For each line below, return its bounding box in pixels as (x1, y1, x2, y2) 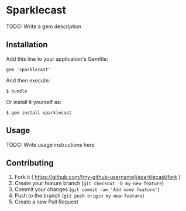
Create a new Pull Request (14, 198, 79, 205)
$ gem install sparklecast (6, 109, 72, 116)
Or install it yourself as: (6, 98, 61, 105)
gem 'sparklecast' (6, 67, 51, 72)
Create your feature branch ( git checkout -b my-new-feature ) (14, 179, 164, 187)
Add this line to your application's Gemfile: (6, 55, 108, 62)
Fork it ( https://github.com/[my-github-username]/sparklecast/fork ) (14, 174, 181, 181)
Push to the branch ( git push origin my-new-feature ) (14, 192, 144, 199)
